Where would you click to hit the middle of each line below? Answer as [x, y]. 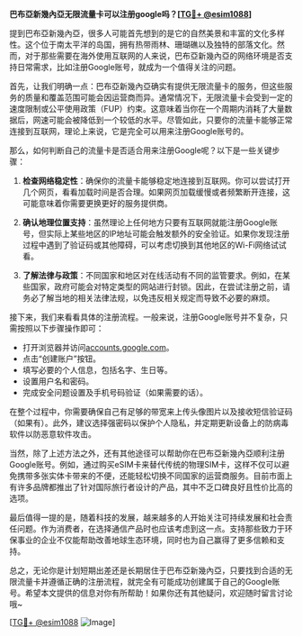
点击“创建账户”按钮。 [62, 359]
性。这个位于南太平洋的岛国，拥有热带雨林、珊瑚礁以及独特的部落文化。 [143, 45]
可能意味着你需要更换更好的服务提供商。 [97, 203]
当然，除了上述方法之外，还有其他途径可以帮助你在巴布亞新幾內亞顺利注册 [147, 453]
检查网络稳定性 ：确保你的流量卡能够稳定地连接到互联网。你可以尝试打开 [156, 181]
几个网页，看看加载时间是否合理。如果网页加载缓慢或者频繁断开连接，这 [156, 192]
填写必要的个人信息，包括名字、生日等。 [97, 370]
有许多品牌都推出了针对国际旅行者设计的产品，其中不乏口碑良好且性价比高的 [151, 487]
